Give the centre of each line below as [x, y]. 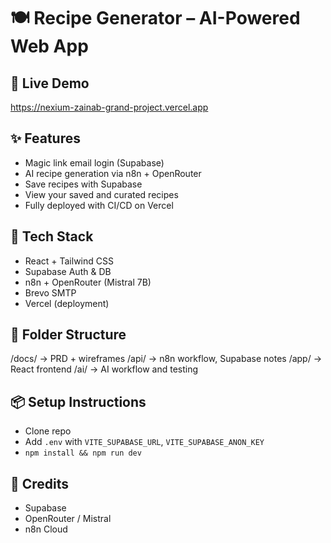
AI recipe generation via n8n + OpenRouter [113, 173]
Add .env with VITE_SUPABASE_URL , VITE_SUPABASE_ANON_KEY [144, 442]
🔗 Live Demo [50, 83]
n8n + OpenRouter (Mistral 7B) [88, 282]
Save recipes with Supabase [83, 184]
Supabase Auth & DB [68, 271]
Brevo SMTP [50, 292]
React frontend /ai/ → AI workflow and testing [104, 369]
